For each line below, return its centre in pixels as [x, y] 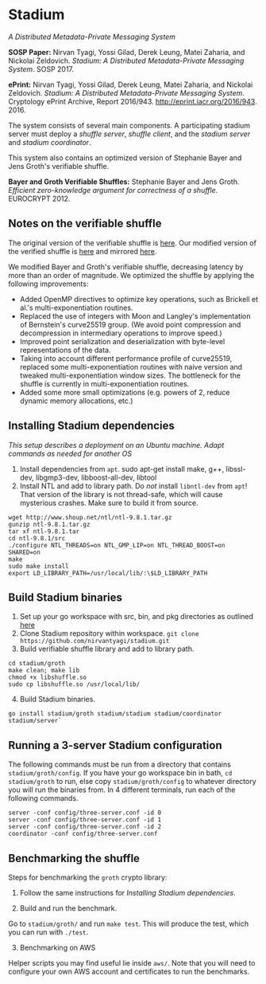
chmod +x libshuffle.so [48, 678]
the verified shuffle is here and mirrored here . [83, 251]
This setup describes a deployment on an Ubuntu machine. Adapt [116, 445]
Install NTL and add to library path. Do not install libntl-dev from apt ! [133, 486]
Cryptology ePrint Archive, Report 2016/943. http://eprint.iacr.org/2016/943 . [133, 101]
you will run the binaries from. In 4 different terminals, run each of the [122, 790]
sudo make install [39, 566]
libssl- [236, 468]
